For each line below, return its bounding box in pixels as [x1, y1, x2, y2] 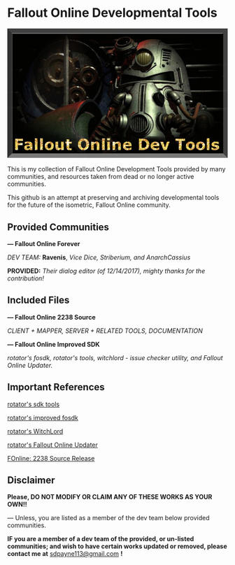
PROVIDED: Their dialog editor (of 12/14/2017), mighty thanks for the [7, 266, 206, 275]
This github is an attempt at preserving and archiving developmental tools [7, 194, 220, 202]
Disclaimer [7, 474, 55, 486]
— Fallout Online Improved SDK [7, 340, 100, 348]
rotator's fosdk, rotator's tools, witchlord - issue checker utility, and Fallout [7, 353, 223, 362]
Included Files [7, 294, 70, 306]
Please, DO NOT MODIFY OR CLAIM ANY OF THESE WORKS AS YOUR [7, 493, 213, 501]
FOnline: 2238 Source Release [7, 454, 95, 462]
